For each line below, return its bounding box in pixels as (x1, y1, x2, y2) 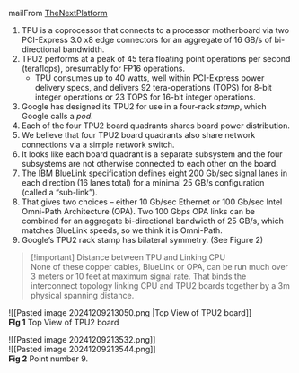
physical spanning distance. (30, 291, 135, 300)
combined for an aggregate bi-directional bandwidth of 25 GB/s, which (21, 215, 284, 226)
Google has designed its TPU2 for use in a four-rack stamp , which (21, 101, 267, 111)
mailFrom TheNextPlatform (8, 8, 109, 18)
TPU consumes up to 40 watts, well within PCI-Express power (34, 73, 265, 83)
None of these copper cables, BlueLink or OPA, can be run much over (30, 262, 289, 272)
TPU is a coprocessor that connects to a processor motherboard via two (21, 25, 289, 35)
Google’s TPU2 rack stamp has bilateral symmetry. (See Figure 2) (21, 235, 264, 245)
